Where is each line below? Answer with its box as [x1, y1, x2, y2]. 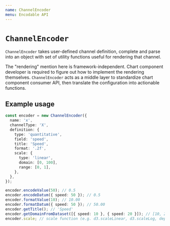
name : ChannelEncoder [5, 7, 51, 13]
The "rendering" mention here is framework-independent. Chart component [5, 64, 163, 70]
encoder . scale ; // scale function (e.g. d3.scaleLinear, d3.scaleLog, [5, 216, 157, 221]
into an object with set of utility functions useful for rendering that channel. [5, 54, 161, 60]
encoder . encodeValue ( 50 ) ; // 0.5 [5, 188, 76, 193]
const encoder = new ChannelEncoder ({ [5, 113, 87, 119]
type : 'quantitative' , [14, 132, 62, 137]
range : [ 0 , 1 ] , [18, 164, 51, 169]
